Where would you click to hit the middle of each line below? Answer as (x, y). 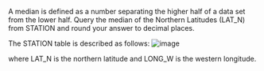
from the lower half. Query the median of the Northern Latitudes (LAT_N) (127, 20)
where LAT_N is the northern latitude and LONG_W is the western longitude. (132, 59)
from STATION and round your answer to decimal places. (101, 28)
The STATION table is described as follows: (79, 43)
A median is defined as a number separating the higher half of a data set (127, 11)
